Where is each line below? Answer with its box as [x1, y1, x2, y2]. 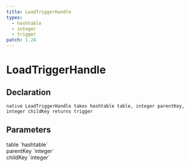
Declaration [6, 87, 51, 97]
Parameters [6, 125, 51, 135]
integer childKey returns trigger [6, 108, 93, 114]
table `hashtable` [6, 140, 48, 148]
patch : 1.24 [6, 37, 36, 43]
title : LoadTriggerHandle [6, 8, 71, 15]
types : [6, 15, 23, 21]
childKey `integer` [6, 154, 50, 161]
